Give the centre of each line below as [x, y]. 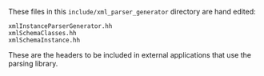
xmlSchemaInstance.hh [44, 40]
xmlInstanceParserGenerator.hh [60, 26]
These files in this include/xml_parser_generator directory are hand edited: [132, 12]
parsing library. [33, 64]
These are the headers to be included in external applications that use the [130, 55]
